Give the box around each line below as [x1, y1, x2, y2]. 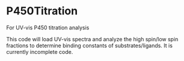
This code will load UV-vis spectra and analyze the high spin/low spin [6, 35, 179, 42]
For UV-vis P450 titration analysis [6, 24, 90, 31]
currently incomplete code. [6, 48, 73, 55]
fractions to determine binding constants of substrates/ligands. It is [6, 42, 173, 49]
